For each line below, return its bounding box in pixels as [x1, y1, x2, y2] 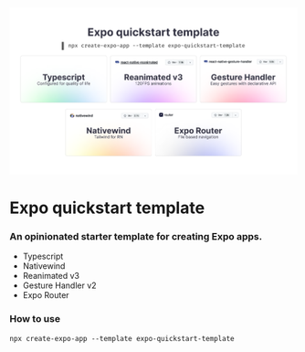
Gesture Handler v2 [22, 280, 98, 291]
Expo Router [22, 290, 70, 301]
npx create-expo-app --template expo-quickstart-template [9, 335, 235, 344]
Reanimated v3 [22, 271, 80, 282]
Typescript [22, 251, 64, 262]
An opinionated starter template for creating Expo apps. [9, 229, 263, 242]
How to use [9, 313, 61, 325]
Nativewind [22, 261, 66, 272]
